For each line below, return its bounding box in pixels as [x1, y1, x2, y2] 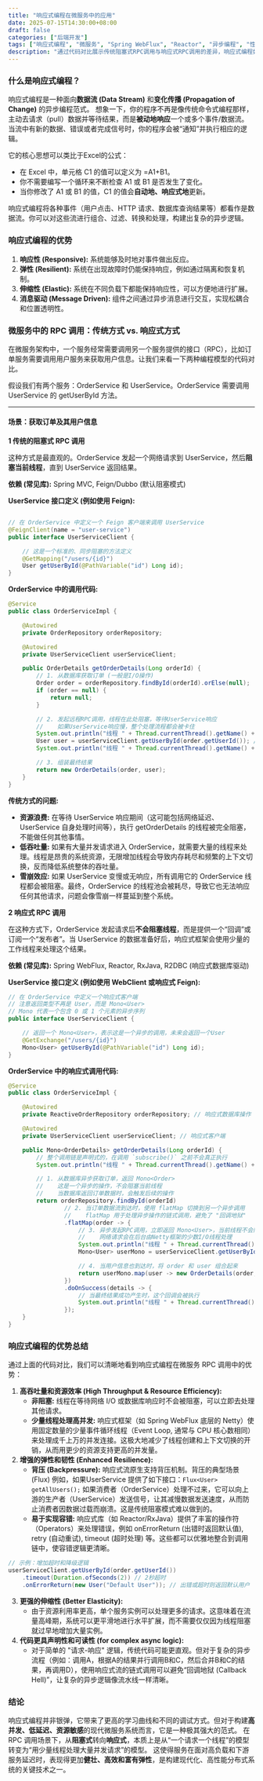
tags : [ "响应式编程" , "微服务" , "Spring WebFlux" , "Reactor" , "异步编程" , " [8, 41, 250, 49]
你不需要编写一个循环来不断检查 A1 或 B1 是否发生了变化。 [19, 177, 207, 187]
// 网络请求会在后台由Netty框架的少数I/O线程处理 [77, 1234, 232, 1242]
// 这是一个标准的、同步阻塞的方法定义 [22, 547, 132, 555]
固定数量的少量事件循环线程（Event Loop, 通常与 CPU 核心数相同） [38, 1426, 255, 1435]
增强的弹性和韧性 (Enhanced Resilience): [19, 1455, 154, 1465]
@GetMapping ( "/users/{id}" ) [22, 554, 113, 562]
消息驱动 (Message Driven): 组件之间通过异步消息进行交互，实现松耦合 [19, 294, 250, 303]
